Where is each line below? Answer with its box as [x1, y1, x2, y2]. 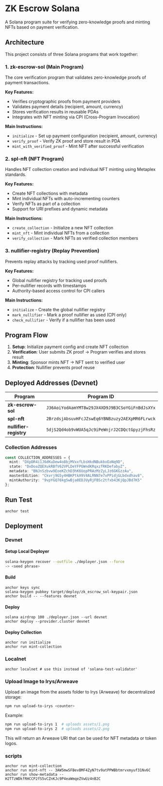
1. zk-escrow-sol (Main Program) [5, 63, 84, 70]
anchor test [5, 508, 29, 514]
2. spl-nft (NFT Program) [5, 155, 64, 162]
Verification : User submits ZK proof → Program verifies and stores [12, 349, 146, 355]
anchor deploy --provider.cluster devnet [5, 619, 90, 624]
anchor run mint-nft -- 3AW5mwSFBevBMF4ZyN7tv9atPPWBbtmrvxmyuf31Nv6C [5, 767, 151, 772]
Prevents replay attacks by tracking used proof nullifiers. [5, 259, 118, 264]
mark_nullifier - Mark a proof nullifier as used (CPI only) [12, 312, 127, 318]
